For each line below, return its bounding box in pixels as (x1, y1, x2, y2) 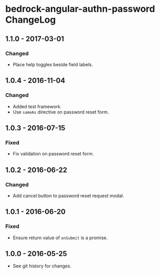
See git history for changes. (12, 263, 72, 269)
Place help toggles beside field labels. (12, 61, 93, 67)
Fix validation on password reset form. (12, 151, 94, 157)
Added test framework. (12, 103, 62, 109)
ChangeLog (5, 14, 56, 26)
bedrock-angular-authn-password (5, 3, 155, 15)
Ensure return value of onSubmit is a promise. (12, 234, 108, 241)
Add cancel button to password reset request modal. (12, 192, 124, 199)
